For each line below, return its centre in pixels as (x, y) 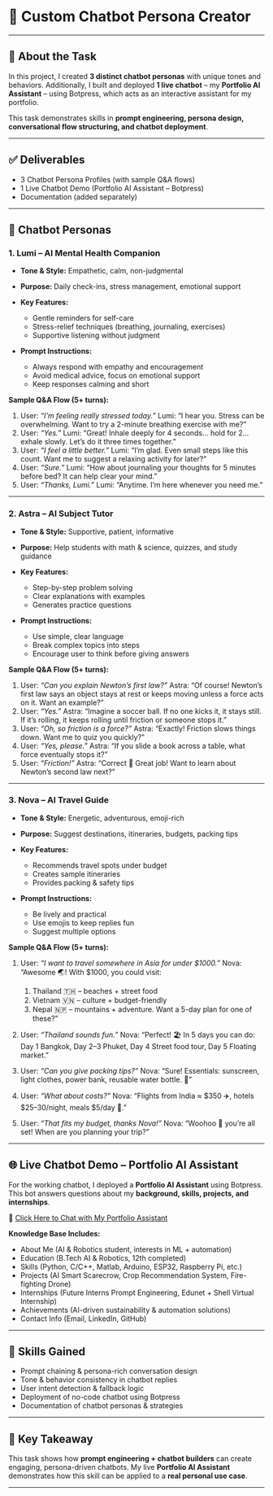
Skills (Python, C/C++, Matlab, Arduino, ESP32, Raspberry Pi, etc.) (131, 1266)
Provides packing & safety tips (83, 882)
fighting (33, 1284)
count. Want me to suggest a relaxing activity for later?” (113, 459)
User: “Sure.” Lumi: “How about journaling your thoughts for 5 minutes (138, 468)
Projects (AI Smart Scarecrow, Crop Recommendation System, (124, 1275)
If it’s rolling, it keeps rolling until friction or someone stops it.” (123, 720)
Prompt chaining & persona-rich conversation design (108, 1371)
